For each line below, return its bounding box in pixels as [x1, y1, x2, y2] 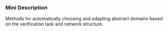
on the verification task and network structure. [5, 21, 104, 27]
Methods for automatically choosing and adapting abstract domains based [5, 16, 163, 22]
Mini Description [5, 4, 48, 11]
